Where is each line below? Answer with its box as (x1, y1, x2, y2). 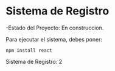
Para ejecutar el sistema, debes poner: (5, 35, 103, 43)
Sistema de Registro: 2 (5, 58, 62, 65)
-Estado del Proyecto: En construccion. (5, 24, 104, 31)
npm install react (5, 47, 52, 54)
